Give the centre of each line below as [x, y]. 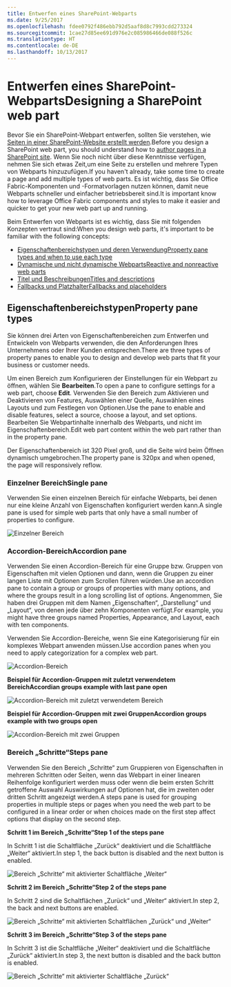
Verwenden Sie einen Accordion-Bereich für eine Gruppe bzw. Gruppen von [115, 566]
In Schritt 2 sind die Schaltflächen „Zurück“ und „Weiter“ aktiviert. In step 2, [113, 900]
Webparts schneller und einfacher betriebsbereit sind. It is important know [112, 193]
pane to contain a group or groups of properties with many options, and [109, 588]
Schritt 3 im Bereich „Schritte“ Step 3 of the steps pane [87, 935]
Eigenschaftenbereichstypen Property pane [103, 308]
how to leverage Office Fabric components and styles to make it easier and [114, 200]
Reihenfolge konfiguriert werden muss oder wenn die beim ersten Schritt [110, 782]
